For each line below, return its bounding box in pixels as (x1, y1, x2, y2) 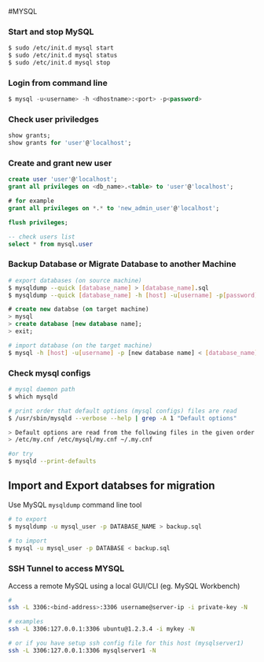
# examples (8, 618, 44, 626)
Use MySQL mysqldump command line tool (8, 500, 142, 509)
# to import (8, 537, 47, 546)
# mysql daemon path (8, 386, 76, 394)
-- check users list (8, 232, 76, 241)
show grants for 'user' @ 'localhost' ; (8, 139, 132, 147)
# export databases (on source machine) (8, 276, 143, 284)
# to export (8, 515, 47, 523)
